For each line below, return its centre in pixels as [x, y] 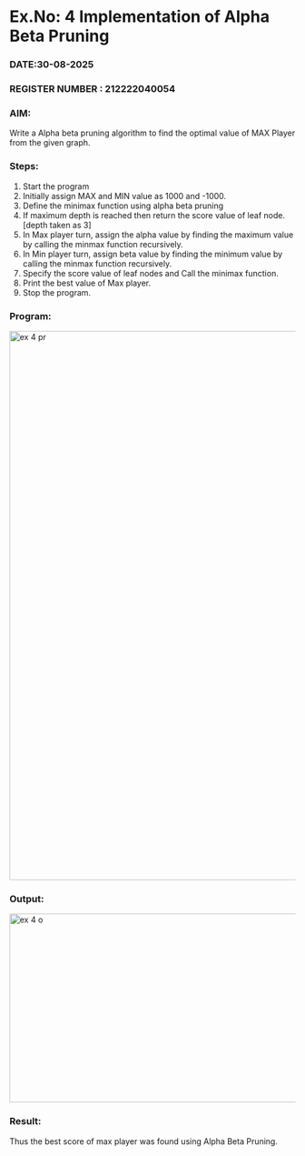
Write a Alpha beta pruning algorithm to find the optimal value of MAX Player [152, 133]
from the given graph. [50, 143]
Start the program [56, 186]
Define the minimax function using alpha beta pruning [123, 206]
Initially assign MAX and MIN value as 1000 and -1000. [124, 196]
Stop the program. [57, 292]
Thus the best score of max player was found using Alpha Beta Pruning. [144, 1141]
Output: [27, 899]
